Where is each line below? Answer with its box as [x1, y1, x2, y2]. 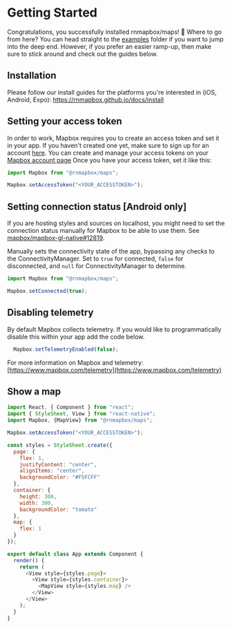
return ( [19, 563, 45, 571]
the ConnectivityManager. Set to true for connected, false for [7, 254, 184, 263]
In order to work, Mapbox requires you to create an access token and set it [7, 133, 220, 142]
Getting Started [7, 5, 98, 21]
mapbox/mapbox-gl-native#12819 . [7, 234, 105, 242]
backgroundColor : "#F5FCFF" [19, 474, 100, 481]
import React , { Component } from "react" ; [7, 404, 135, 411]
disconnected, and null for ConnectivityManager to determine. [7, 262, 186, 270]
